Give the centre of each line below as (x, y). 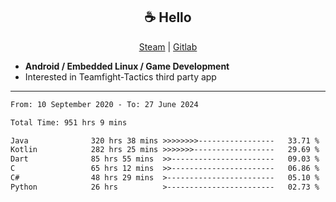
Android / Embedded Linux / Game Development (127, 66)
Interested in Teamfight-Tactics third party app (120, 76)
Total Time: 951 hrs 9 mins (69, 122)
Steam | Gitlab (168, 46)
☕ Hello (168, 17)
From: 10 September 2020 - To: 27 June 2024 (104, 104)
